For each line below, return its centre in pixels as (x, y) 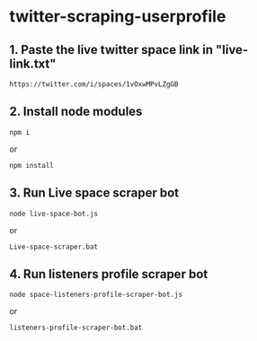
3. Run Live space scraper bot (94, 193)
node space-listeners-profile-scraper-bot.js (96, 295)
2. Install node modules (76, 112)
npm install (31, 165)
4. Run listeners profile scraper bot (109, 274)
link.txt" (33, 63)
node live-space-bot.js (54, 214)
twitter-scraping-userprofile (118, 17)
